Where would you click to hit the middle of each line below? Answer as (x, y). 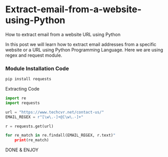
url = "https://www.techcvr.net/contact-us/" (55, 112)
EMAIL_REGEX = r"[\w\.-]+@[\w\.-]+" (44, 117)
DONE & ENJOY (22, 150)
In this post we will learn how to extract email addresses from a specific (81, 44)
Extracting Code (23, 89)
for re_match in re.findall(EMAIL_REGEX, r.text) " (60, 136)
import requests (23, 103)
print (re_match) (32, 140)
